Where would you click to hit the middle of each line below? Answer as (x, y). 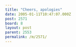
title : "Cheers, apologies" (34, 10)
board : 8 (14, 23)
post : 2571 (16, 19)
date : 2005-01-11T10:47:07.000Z (38, 14)
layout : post (18, 28)
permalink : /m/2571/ (26, 37)
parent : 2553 (18, 32)
